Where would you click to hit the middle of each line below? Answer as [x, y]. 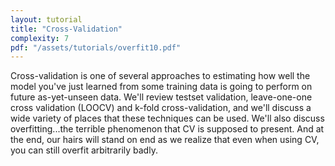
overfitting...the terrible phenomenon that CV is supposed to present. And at [167, 129]
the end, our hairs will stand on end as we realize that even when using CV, [165, 140]
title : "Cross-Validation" [66, 29]
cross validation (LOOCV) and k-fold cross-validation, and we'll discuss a [161, 108]
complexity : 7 [40, 38]
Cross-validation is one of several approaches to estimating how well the [160, 76]
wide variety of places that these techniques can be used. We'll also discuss [167, 118]
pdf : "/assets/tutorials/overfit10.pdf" [96, 47]
